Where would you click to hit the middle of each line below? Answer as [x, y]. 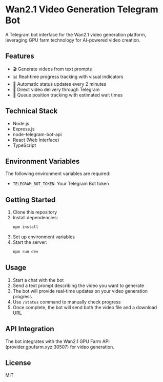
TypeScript [24, 145]
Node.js [21, 123]
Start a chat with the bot [38, 280]
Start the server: [30, 242]
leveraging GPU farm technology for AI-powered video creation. [73, 40]
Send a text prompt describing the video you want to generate [78, 285]
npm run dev [25, 252]
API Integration [30, 329]
